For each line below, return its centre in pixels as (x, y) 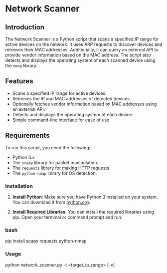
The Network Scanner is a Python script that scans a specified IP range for (82, 39)
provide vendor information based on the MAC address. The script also (78, 55)
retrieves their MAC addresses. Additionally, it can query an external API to (82, 50)
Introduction (25, 27)
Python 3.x (23, 157)
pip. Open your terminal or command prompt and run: (67, 217)
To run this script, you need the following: (48, 147)
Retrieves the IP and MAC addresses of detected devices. (72, 98)
